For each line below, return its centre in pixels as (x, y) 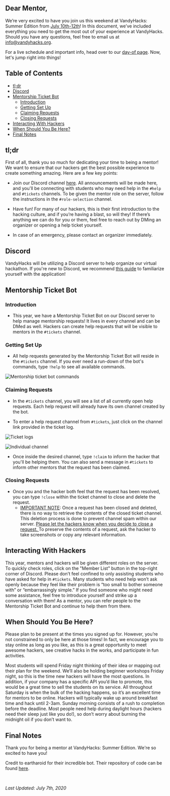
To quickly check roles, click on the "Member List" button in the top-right (81, 568)
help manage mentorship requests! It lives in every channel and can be (86, 321)
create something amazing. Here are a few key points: (61, 173)
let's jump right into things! (33, 57)
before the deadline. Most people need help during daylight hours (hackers (83, 709)
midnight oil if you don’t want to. (39, 720)
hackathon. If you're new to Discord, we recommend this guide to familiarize (85, 269)
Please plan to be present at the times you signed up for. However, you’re (82, 634)
